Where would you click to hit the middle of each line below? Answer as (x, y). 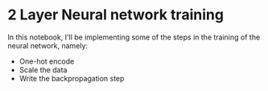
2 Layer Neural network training (116, 15)
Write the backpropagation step (72, 78)
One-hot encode (47, 61)
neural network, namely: (48, 45)
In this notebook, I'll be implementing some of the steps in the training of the (134, 37)
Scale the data (43, 69)
